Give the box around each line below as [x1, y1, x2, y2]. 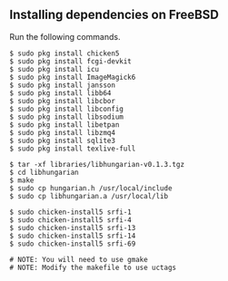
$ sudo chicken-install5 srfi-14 [9, 231, 136, 240]
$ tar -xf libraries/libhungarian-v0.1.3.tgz [9, 160, 184, 169]
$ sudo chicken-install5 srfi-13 [9, 223, 136, 232]
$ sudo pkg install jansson [9, 81, 116, 90]
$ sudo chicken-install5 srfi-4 [9, 215, 132, 225]
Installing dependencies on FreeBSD [9, 7, 220, 23]
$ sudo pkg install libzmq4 [9, 128, 116, 137]
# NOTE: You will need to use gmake [9, 255, 148, 264]
